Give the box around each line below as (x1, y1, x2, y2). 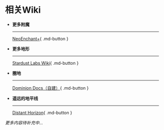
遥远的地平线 (12, 95, 38, 101)
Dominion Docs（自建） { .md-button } (12, 85, 89, 91)
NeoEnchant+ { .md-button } (12, 36, 69, 41)
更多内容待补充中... (5, 120, 43, 126)
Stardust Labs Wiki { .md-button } (12, 60, 79, 66)
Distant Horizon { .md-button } (12, 110, 72, 115)
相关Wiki (5, 4, 41, 16)
